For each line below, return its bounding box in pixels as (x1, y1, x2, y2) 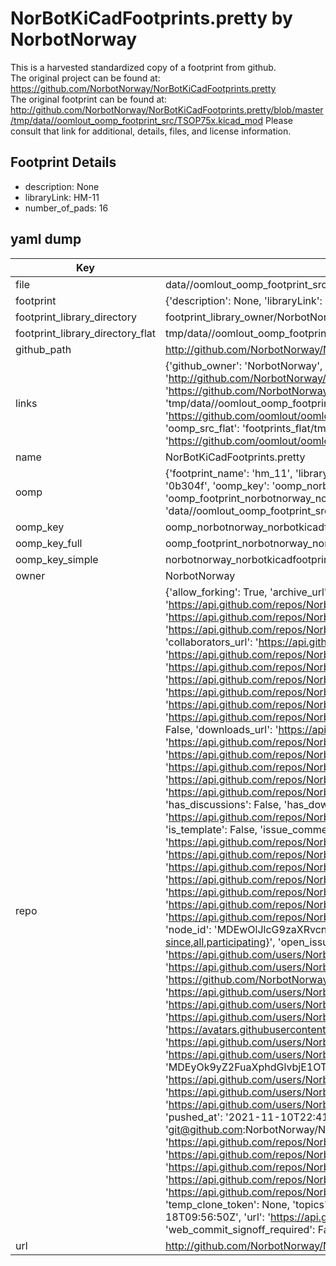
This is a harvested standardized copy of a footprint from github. (10, 61, 277, 73)
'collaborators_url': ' (164, 635, 259, 649)
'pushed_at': (164, 1110, 223, 1124)
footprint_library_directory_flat (15, 326, 156, 340)
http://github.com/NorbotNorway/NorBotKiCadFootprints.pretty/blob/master (10, 103, 324, 116)
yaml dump (10, 231, 82, 248)
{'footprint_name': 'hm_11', (164, 466, 293, 480)
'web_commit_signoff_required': (164, 1222, 316, 1236)
